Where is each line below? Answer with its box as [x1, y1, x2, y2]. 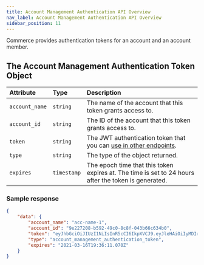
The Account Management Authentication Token [6, 61, 195, 71]
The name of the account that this [86, 98, 183, 107]
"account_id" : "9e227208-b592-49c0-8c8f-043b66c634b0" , [28, 225, 172, 232]
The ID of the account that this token [86, 116, 191, 125]
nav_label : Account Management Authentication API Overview [6, 15, 162, 21]
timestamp [52, 170, 81, 176]
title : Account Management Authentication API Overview [6, 9, 151, 15]
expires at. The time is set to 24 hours [86, 168, 194, 177]
